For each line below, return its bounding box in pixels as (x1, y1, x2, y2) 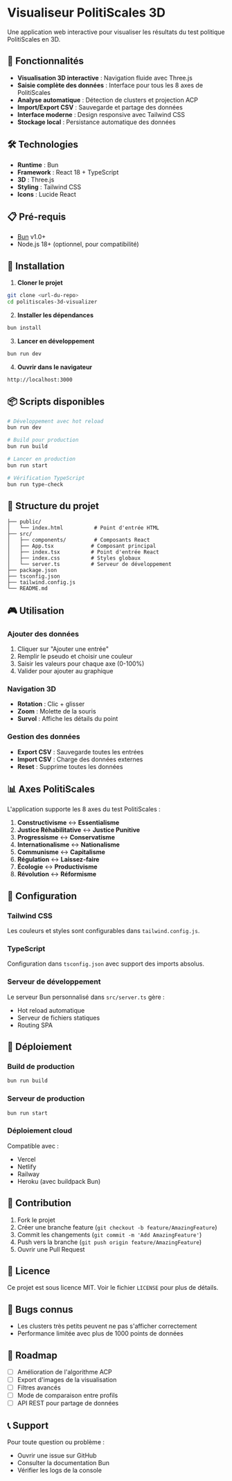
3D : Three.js (17, 175, 55, 184)
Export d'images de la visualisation (17, 1376, 117, 1384)
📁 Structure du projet (7, 500, 99, 512)
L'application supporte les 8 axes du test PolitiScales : (7, 805, 161, 813)
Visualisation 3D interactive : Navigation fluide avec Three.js (17, 73, 193, 82)
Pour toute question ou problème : (7, 1438, 105, 1446)
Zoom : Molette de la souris (17, 707, 96, 716)
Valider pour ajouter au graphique (17, 667, 114, 675)
